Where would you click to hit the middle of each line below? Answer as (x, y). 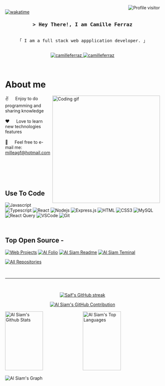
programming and (23, 106)
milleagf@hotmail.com (28, 153)
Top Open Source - (34, 240)
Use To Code (25, 193)
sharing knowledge (25, 111)
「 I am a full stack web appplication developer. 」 (82, 41)
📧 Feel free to (21, 142)
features (14, 132)
